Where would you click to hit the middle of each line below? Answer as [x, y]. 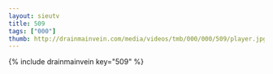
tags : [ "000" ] [32, 31]
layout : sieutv [34, 16]
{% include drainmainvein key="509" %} [76, 62]
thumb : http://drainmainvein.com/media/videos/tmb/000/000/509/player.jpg [138, 39]
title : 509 [27, 24]
